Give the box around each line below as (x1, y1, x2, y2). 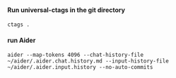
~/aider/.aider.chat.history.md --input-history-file (7, 58, 170, 65)
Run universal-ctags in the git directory (7, 6, 126, 14)
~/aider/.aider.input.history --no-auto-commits (7, 64, 153, 71)
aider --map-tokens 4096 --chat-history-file (7, 51, 143, 59)
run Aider (7, 36, 36, 44)
